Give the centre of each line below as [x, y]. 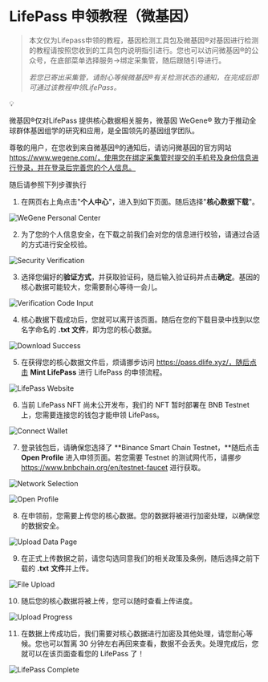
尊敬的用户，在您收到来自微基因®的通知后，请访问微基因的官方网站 [120, 147]
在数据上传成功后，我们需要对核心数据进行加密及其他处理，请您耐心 [133, 633]
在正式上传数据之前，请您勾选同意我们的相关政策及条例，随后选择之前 [137, 558]
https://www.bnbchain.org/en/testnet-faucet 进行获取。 [113, 467]
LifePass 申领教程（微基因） [103, 16]
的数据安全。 [42, 526]
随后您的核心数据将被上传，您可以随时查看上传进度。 [109, 601]
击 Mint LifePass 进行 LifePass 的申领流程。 [93, 372]
